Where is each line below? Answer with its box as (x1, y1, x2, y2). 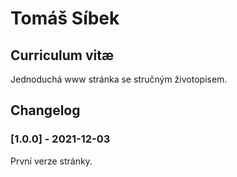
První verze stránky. (10, 155, 93, 167)
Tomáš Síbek (10, 7, 120, 30)
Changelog (10, 102, 81, 119)
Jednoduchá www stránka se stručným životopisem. (10, 73, 228, 85)
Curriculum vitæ (10, 47, 115, 64)
